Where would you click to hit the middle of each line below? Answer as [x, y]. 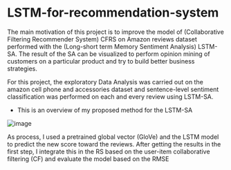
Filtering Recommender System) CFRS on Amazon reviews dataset [102, 39]
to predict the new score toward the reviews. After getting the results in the [114, 144]
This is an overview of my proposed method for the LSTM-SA [105, 110]
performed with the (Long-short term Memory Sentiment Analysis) [102, 46]
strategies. [22, 68]
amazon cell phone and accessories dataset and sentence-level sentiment [113, 89]
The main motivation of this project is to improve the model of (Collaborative [116, 32]
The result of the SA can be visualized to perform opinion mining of [114, 54]
